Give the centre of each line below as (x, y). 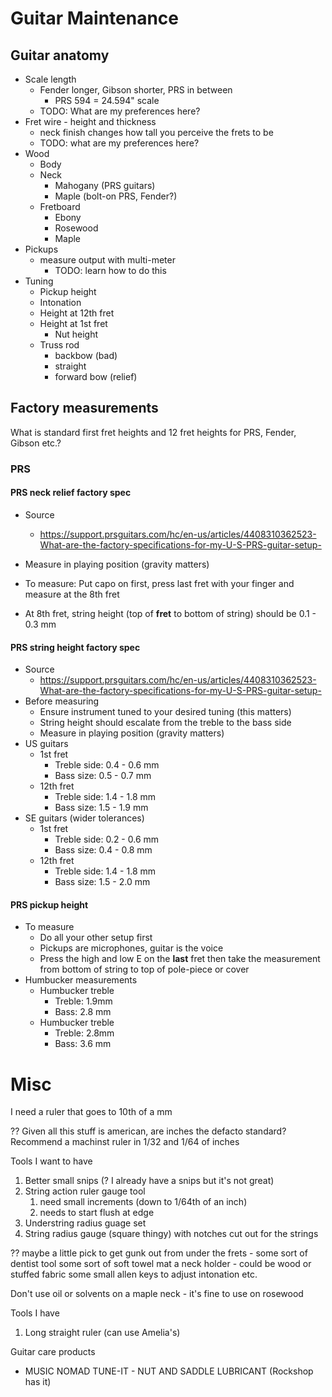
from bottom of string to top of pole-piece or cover (144, 969)
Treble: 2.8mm (84, 1033)
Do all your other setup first (96, 938)
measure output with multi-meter (107, 260)
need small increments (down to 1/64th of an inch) (143, 1202)
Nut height (76, 334)
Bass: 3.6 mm (83, 1044)
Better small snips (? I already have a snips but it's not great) (149, 1181)
